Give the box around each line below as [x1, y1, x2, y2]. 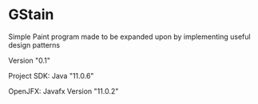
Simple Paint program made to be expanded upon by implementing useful [8, 32, 251, 41]
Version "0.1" [8, 56, 50, 65]
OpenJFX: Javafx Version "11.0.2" [8, 86, 119, 96]
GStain [8, 6, 54, 24]
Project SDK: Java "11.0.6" [8, 71, 94, 80]
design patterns [8, 40, 61, 49]
